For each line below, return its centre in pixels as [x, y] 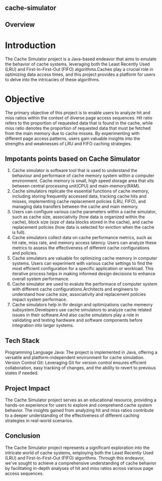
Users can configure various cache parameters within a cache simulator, [84, 212]
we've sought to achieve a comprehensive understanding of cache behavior [81, 463]
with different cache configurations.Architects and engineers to [75, 289]
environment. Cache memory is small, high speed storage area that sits [83, 181]
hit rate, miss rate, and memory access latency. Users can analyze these [84, 243]
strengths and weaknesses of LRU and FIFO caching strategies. [68, 143]
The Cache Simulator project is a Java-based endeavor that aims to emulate [81, 59]
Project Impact [28, 388]
